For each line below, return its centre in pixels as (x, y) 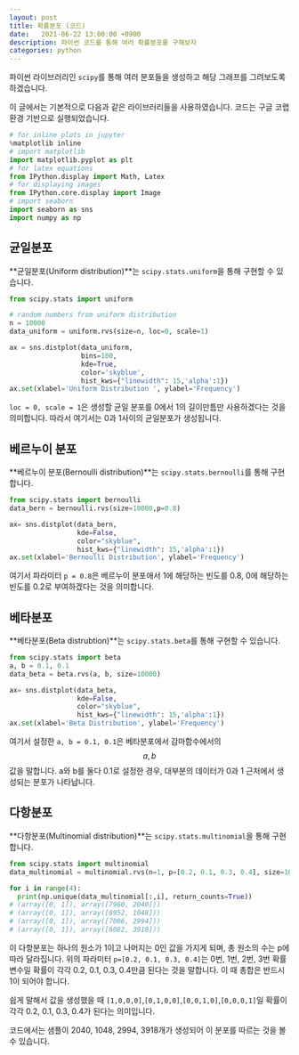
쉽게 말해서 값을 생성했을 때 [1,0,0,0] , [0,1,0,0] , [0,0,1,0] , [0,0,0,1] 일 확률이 (148, 1000)
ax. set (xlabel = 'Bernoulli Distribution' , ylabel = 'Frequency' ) (127, 557)
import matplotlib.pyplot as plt (71, 160)
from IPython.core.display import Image (85, 193)
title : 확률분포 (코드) (48, 26)
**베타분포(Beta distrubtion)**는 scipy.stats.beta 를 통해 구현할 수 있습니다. (145, 641)
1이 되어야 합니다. (39, 981)
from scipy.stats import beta (65, 658)
